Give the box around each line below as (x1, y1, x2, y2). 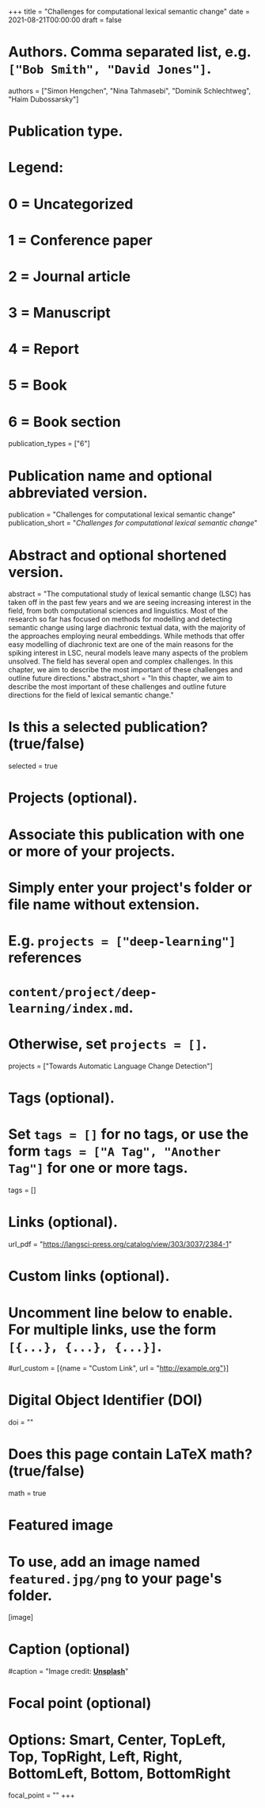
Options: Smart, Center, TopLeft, (8, 1730, 226, 1748)
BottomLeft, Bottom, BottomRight (8, 1764, 231, 1783)
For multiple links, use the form (8, 1321, 217, 1338)
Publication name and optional (8, 467, 213, 485)
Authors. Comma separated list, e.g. (8, 43, 252, 61)
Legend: (8, 159, 64, 177)
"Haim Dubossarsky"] (8, 94, 79, 104)
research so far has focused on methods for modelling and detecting (8, 614, 233, 624)
